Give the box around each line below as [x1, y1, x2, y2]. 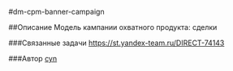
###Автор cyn [8, 54, 58, 63]
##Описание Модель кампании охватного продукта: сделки [8, 23, 218, 31]
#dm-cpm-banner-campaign [8, 7, 105, 16]
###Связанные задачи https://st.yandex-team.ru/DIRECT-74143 [8, 38, 225, 48]
